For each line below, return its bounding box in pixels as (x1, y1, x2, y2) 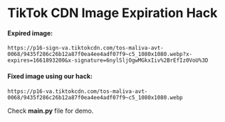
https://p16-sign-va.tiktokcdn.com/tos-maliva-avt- (7, 45, 164, 52)
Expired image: (7, 28, 53, 37)
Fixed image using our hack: (7, 72, 93, 80)
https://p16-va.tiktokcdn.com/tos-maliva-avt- (7, 87, 148, 95)
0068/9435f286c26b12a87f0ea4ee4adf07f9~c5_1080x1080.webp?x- (7, 51, 193, 58)
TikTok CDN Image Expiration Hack (7, 5, 218, 21)
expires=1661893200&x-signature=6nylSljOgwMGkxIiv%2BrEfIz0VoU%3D (7, 57, 209, 65)
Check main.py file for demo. (7, 106, 94, 115)
